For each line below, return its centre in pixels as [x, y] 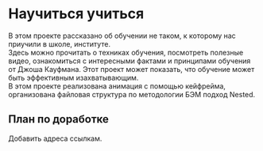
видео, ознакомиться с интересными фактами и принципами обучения [130, 61]
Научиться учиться [76, 14]
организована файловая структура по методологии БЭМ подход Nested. [132, 94]
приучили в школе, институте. [60, 43]
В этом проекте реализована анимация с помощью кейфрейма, [117, 86]
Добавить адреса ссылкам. [55, 138]
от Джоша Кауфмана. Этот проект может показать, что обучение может [131, 69]
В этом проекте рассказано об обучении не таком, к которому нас [122, 36]
